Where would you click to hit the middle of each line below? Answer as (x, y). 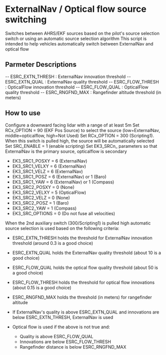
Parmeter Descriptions (41, 65)
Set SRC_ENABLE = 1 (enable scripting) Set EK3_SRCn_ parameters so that (81, 146)
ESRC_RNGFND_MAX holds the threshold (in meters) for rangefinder (82, 297)
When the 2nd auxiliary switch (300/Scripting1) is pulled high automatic (78, 223)
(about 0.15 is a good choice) (42, 287)
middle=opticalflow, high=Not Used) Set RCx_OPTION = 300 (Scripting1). (80, 135)
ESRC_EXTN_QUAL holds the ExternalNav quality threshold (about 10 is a (86, 253)
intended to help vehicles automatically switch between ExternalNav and (79, 44)
